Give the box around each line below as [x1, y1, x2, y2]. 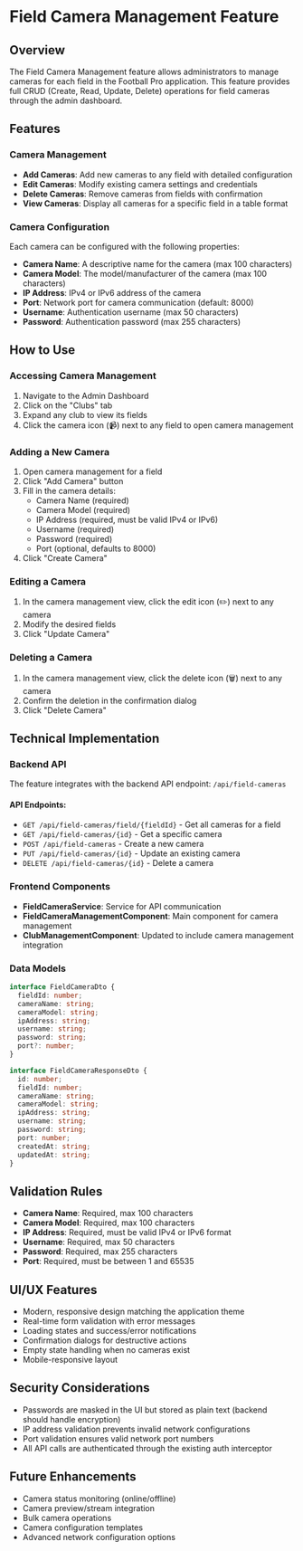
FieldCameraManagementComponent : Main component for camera [22, 910, 279, 921]
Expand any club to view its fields [22, 409, 147, 420]
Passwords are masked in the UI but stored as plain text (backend [22, 1404, 268, 1415]
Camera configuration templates [22, 1522, 143, 1533]
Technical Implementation [9, 730, 160, 746]
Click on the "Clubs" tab [22, 400, 113, 411]
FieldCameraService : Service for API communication [22, 900, 222, 911]
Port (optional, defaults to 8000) [35, 543, 156, 554]
